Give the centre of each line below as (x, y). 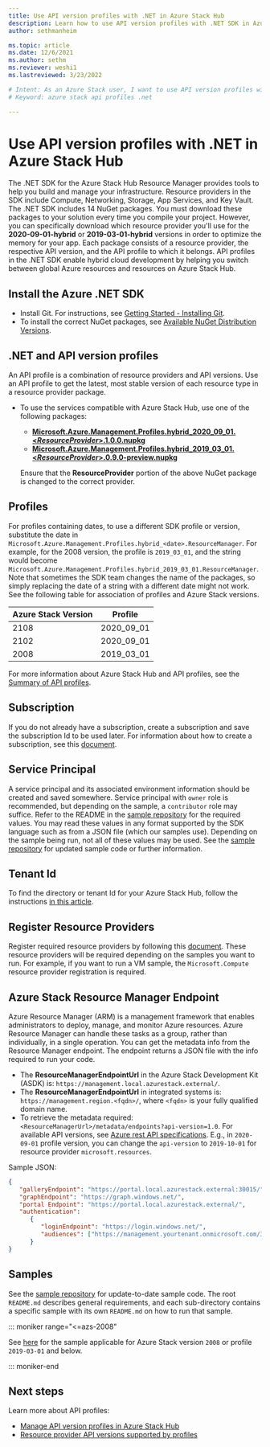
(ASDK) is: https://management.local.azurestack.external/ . (120, 1083)
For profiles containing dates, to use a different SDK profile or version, (124, 526)
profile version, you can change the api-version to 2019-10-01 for (148, 1143)
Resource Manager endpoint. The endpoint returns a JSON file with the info (133, 1051)
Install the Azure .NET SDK (76, 294)
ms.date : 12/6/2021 (41, 53)
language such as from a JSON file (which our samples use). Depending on (133, 831)
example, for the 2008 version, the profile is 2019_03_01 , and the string (125, 551)
